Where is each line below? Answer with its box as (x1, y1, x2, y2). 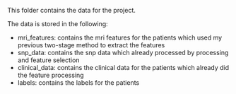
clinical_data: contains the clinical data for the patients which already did (17, 64, 230, 71)
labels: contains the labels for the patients (17, 78, 140, 87)
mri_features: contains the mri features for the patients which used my (17, 33, 223, 42)
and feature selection (17, 56, 80, 64)
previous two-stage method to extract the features (17, 41, 165, 49)
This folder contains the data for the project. (7, 6, 136, 14)
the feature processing (17, 71, 84, 79)
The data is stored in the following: (7, 20, 108, 28)
